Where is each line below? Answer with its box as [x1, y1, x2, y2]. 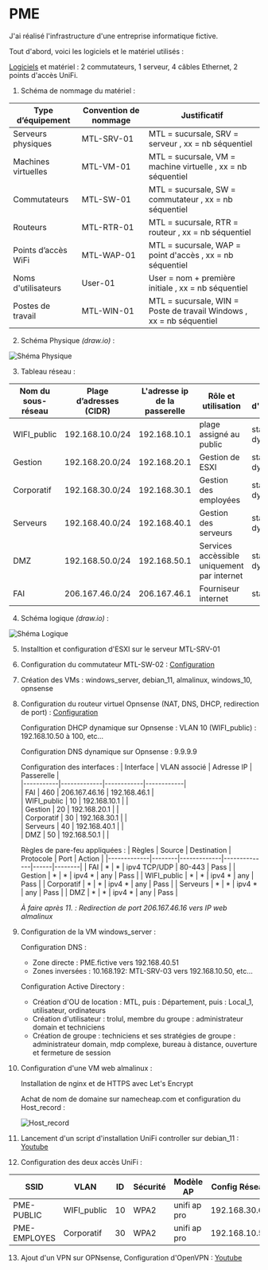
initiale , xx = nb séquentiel [148, 282, 249, 293]
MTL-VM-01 [81, 161, 131, 172]
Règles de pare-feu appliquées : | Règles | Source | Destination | [20, 845, 231, 854]
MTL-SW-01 [81, 193, 132, 205]
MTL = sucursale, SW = [148, 184, 236, 195]
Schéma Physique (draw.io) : [20, 335, 115, 345]
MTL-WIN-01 [81, 305, 134, 316]
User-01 [81, 277, 115, 288]
